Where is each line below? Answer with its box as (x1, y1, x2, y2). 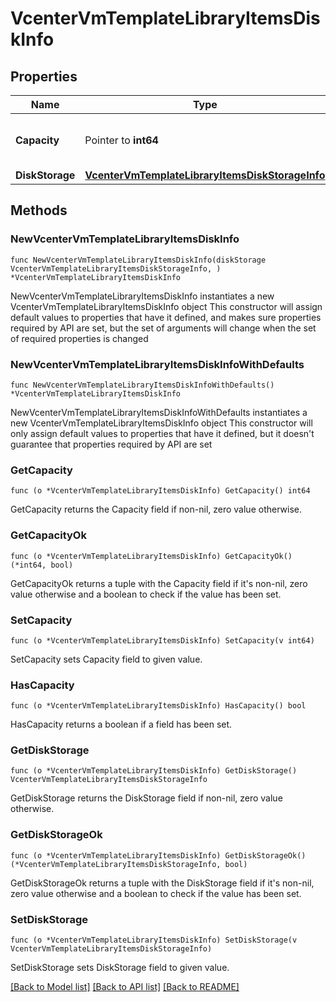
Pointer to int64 (84, 133, 159, 147)
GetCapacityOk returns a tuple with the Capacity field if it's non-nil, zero (10, 577, 308, 589)
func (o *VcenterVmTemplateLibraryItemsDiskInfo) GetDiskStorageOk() (10, 850, 307, 861)
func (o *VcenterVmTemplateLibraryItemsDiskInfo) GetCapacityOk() (10, 551, 293, 561)
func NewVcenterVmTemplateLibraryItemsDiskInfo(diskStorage (10, 255, 267, 265)
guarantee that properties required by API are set (10, 438, 213, 450)
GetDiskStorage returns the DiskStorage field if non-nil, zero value (10, 792, 283, 804)
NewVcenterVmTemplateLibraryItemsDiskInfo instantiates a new (10, 290, 275, 302)
